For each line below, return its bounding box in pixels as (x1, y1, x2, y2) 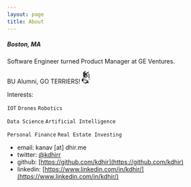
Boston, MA (7, 40, 42, 48)
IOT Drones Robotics (7, 105, 63, 112)
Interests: (7, 91, 34, 99)
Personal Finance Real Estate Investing (7, 132, 122, 139)
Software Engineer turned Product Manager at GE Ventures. (7, 57, 175, 66)
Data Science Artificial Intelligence (7, 118, 116, 126)
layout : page (7, 11, 44, 18)
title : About (7, 18, 44, 25)
